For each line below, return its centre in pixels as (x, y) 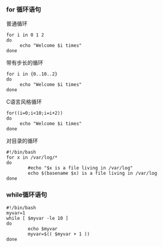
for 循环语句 (24, 9)
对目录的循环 (22, 141)
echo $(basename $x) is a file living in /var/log (93, 173)
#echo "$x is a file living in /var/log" (81, 168)
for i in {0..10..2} (32, 74)
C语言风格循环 (24, 102)
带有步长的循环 (25, 63)
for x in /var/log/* (32, 157)
